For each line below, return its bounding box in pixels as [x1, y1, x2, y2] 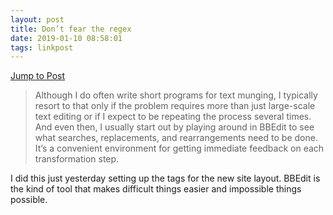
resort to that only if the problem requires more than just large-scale [34, 100, 316, 112]
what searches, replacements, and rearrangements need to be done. [34, 132, 318, 144]
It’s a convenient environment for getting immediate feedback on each [34, 142, 325, 155]
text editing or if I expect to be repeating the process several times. [34, 111, 312, 123]
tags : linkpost [10, 42, 74, 53]
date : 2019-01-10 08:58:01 [10, 33, 123, 43]
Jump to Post [10, 70, 66, 82]
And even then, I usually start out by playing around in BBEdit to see [34, 121, 315, 133]
